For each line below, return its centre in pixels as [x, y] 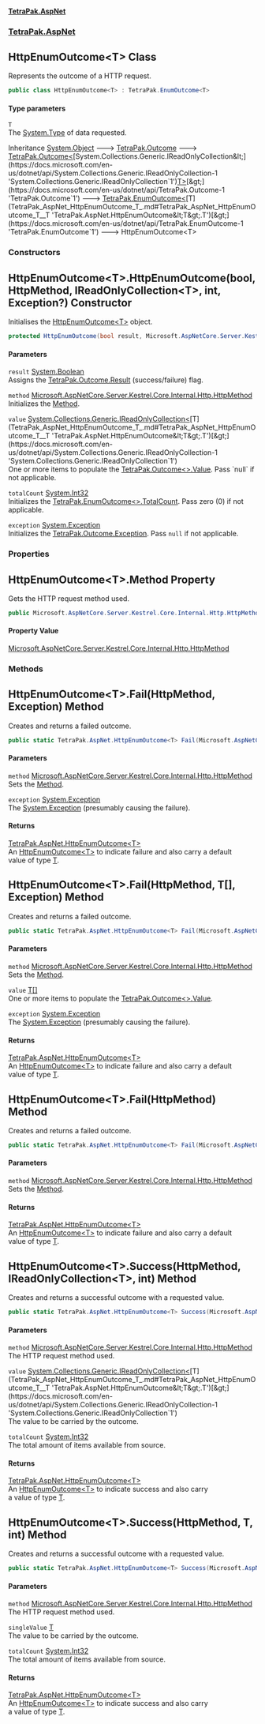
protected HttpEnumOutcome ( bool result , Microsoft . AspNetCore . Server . [127, 336]
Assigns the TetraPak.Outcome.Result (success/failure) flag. [106, 380]
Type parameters [37, 108]
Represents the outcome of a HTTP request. [80, 76]
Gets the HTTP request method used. [69, 598]
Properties [29, 554]
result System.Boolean [46, 372]
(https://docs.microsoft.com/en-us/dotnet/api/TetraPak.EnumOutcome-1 [126, 223]
